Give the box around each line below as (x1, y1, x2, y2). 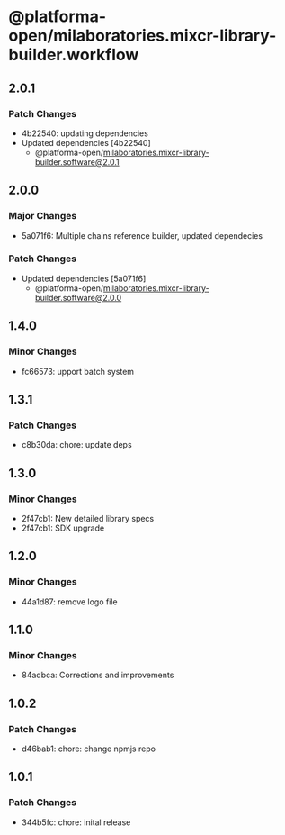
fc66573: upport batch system (21, 366, 135, 377)
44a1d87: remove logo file (21, 596, 118, 607)
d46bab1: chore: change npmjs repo (21, 743, 156, 754)
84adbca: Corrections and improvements (21, 669, 174, 681)
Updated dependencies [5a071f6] (21, 273, 147, 284)
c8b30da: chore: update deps (21, 440, 132, 450)
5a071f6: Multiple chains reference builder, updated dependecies (21, 230, 263, 241)
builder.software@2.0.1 (34, 156, 120, 168)
